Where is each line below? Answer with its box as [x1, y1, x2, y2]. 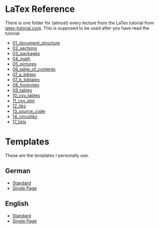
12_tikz [12, 103, 26, 109]
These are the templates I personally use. [5, 152, 89, 158]
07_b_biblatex [12, 77, 40, 83]
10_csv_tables [12, 92, 40, 98]
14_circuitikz [12, 113, 38, 119]
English [5, 199, 29, 208]
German [5, 167, 31, 175]
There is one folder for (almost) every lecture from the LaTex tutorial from [5, 20, 155, 26]
